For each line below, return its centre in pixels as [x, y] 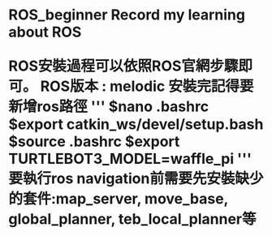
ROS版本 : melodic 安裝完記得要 [147, 86]
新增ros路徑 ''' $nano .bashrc [109, 107]
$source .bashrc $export [94, 142]
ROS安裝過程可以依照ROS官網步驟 [123, 66]
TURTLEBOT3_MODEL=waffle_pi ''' [130, 159]
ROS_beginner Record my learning [127, 15]
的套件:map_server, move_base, [119, 199]
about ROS [45, 32]
